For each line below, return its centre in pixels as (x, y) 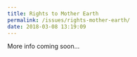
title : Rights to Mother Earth (53, 14)
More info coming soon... (44, 47)
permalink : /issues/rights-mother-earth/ (69, 20)
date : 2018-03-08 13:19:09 (47, 26)
